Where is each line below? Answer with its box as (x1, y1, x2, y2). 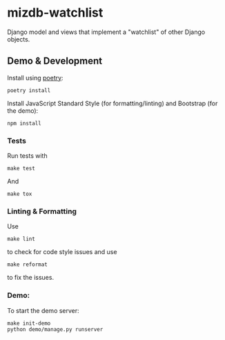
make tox (7, 190, 32, 198)
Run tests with (7, 152, 48, 160)
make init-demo (7, 320, 51, 327)
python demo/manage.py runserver (7, 325, 104, 333)
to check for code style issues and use (7, 248, 117, 256)
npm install (7, 120, 41, 127)
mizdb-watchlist (7, 5, 104, 21)
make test (7, 165, 36, 172)
